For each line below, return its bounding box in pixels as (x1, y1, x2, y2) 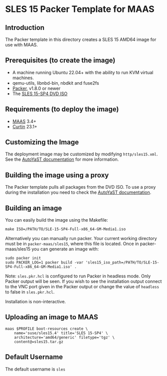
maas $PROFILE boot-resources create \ (5, 326, 88, 331)
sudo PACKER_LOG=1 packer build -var (5, 260, 84, 265)
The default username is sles (5, 366, 66, 372)
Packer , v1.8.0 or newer (12, 85, 61, 91)
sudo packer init (5, 255, 41, 261)
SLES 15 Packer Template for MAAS (5, 3, 155, 15)
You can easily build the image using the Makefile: (5, 217, 108, 223)
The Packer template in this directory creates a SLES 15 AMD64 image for (5, 36, 157, 42)
